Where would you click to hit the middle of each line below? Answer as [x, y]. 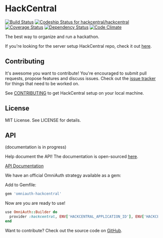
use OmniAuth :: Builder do [31, 212]
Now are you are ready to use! [35, 203]
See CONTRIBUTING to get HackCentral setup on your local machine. [74, 93]
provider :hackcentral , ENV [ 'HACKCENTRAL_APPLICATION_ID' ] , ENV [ [77, 217]
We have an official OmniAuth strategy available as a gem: [63, 176]
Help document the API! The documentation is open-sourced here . [72, 157]
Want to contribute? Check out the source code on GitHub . [64, 230]
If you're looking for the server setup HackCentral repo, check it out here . [78, 46]
